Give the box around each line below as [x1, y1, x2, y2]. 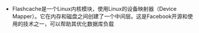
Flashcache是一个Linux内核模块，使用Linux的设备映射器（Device [12, 5, 177, 12]
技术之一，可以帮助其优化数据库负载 [23, 20, 114, 27]
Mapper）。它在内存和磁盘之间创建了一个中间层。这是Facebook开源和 [12, 13, 188, 20]
